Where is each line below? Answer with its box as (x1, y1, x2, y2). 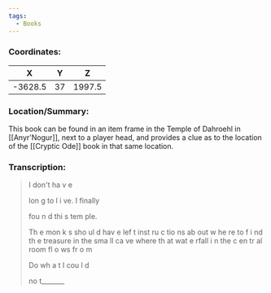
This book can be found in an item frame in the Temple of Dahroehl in (8, 124, 242, 134)
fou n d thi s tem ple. (28, 212, 98, 221)
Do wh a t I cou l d (28, 260, 90, 270)
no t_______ (28, 276, 65, 286)
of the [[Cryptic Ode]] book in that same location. (8, 142, 174, 151)
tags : (8, 11, 27, 20)
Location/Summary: (8, 105, 90, 116)
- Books (15, 20, 42, 28)
